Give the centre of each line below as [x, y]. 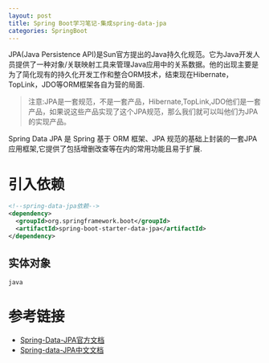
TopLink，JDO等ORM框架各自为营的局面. [77, 84]
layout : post [30, 16]
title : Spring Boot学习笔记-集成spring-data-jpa [88, 23]
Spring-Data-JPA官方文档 [62, 340]
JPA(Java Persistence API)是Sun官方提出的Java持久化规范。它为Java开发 [130, 55]
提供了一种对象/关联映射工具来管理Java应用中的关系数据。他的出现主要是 [137, 64]
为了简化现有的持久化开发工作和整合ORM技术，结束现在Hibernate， [121, 75]
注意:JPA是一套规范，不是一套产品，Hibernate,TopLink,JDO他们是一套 [144, 102]
